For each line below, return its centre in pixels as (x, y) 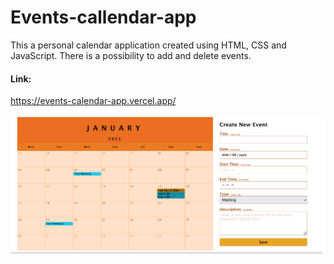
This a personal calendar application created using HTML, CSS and (148, 45)
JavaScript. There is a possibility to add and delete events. (131, 55)
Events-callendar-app (103, 17)
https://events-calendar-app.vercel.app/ (93, 101)
